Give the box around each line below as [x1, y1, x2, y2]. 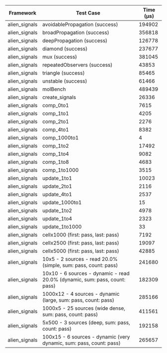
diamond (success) [42, 45, 88, 52]
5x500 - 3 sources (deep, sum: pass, [42, 319, 130, 326]
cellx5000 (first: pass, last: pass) [42, 247, 119, 254]
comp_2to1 [42, 118, 69, 125]
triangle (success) [42, 70, 85, 76]
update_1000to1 [42, 199, 82, 206]
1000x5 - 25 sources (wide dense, [42, 305, 126, 312]
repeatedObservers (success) [42, 62, 113, 68]
